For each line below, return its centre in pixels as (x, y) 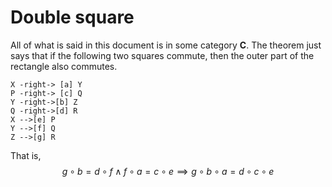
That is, (26, 155)
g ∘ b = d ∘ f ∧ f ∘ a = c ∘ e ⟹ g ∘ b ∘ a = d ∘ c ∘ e (168, 171)
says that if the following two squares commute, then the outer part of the (162, 55)
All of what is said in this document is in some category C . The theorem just (166, 45)
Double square (72, 17)
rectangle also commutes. (64, 66)
